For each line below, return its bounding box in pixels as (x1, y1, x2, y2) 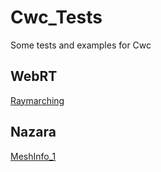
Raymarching (10, 94, 65, 106)
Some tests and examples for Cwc (10, 39, 152, 51)
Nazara (10, 124, 57, 141)
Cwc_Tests (10, 6, 103, 29)
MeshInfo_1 (10, 150, 57, 162)
